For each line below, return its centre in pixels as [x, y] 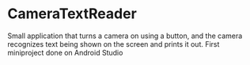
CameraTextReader [72, 14]
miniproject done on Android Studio [65, 52]
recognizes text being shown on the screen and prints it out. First [114, 44]
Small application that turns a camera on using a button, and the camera [125, 36]
